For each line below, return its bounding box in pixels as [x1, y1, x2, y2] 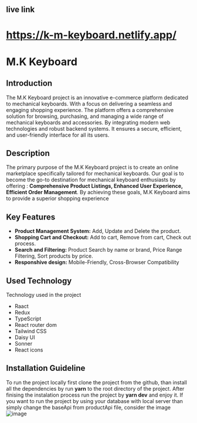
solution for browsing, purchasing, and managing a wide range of [6, 113, 164, 120]
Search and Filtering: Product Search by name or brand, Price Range [14, 246, 182, 253]
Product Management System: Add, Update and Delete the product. [14, 228, 181, 235]
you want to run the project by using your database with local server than [6, 397, 184, 404]
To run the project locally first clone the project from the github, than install [6, 378, 188, 386]
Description [6, 148, 50, 158]
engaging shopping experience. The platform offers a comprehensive [6, 106, 174, 113]
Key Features [6, 212, 56, 222]
